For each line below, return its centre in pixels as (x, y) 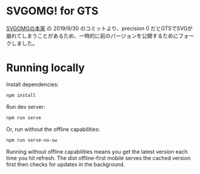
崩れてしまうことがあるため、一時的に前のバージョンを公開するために (93, 36)
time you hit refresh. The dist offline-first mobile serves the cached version (99, 158)
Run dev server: (26, 106)
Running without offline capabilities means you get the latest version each (97, 151)
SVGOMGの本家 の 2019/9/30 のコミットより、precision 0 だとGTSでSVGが (99, 28)
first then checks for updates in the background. (66, 164)
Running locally (46, 68)
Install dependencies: (33, 84)
